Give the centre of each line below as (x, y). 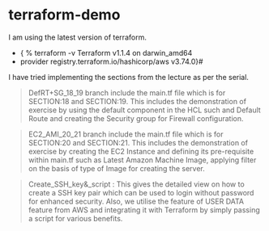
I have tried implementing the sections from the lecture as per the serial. (129, 77)
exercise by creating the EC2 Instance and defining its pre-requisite (141, 151)
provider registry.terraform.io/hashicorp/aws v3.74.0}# (112, 61)
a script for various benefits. (75, 218)
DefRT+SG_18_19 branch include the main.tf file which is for (127, 92)
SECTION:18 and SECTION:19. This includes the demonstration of (137, 101)
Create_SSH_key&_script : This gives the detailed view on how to (136, 184)
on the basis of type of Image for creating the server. (116, 168)
